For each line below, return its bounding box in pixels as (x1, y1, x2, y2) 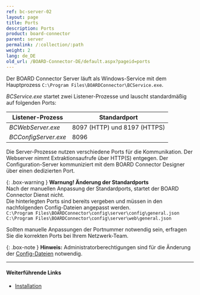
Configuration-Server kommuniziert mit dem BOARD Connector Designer (6, 161, 185, 168)
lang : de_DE (6, 53, 36, 59)
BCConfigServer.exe (9, 133, 67, 141)
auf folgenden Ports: (6, 99, 57, 106)
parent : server (6, 36, 44, 42)
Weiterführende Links (6, 269, 61, 277)
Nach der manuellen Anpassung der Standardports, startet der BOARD (6, 185, 179, 192)
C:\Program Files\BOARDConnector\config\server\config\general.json (6, 210, 180, 216)
